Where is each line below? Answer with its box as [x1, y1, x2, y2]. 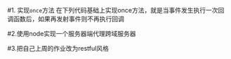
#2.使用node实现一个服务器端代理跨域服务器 [7, 30, 136, 37]
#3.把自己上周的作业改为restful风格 [7, 44, 109, 52]
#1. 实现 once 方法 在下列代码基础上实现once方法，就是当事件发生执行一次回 [7, 6, 225, 14]
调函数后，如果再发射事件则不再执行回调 [7, 15, 124, 23]
